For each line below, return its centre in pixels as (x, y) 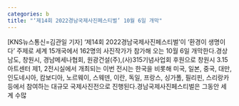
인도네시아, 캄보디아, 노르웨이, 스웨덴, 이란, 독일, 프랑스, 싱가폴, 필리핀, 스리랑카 (118, 77)
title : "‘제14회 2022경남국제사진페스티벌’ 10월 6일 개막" (85, 21)
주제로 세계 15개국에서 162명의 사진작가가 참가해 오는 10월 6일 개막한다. (116, 51)
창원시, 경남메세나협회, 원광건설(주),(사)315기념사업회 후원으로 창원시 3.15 (125, 59)
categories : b (29, 14)
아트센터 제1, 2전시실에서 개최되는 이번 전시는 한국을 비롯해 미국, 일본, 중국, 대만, (119, 68)
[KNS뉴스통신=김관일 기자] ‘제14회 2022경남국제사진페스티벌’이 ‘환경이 (107, 42)
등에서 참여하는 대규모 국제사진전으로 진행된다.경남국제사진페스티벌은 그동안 (113, 86)
